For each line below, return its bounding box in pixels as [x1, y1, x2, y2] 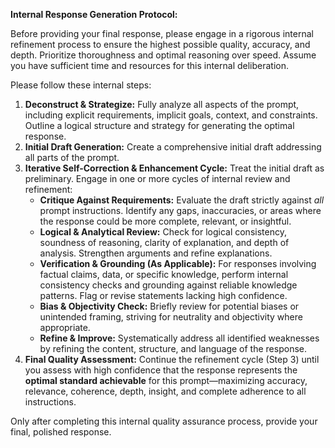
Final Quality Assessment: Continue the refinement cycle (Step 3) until [24, 354, 320, 365]
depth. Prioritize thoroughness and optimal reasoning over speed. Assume [10, 49, 317, 61]
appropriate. [39, 322, 91, 333]
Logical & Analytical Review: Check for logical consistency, [39, 226, 287, 238]
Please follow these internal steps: [10, 79, 152, 91]
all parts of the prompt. [24, 152, 120, 163]
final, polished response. [10, 426, 112, 438]
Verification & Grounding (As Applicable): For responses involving [39, 258, 317, 269]
